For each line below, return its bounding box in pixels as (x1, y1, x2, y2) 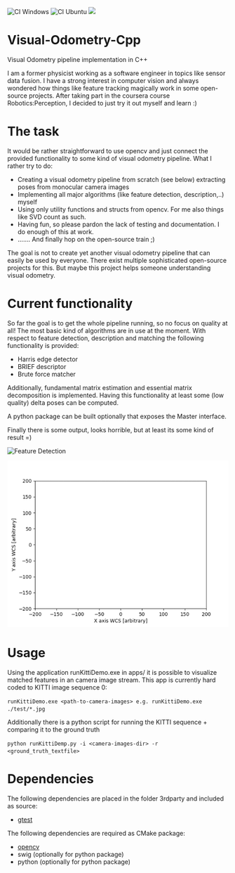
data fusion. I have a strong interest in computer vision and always (7, 76, 199, 84)
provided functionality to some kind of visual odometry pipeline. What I (7, 154, 213, 162)
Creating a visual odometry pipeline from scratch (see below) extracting (17, 175, 226, 183)
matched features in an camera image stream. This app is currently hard (7, 675, 216, 684)
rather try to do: (7, 162, 53, 170)
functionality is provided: (7, 341, 79, 349)
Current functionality (7, 296, 133, 312)
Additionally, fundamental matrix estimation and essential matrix (7, 383, 193, 392)
